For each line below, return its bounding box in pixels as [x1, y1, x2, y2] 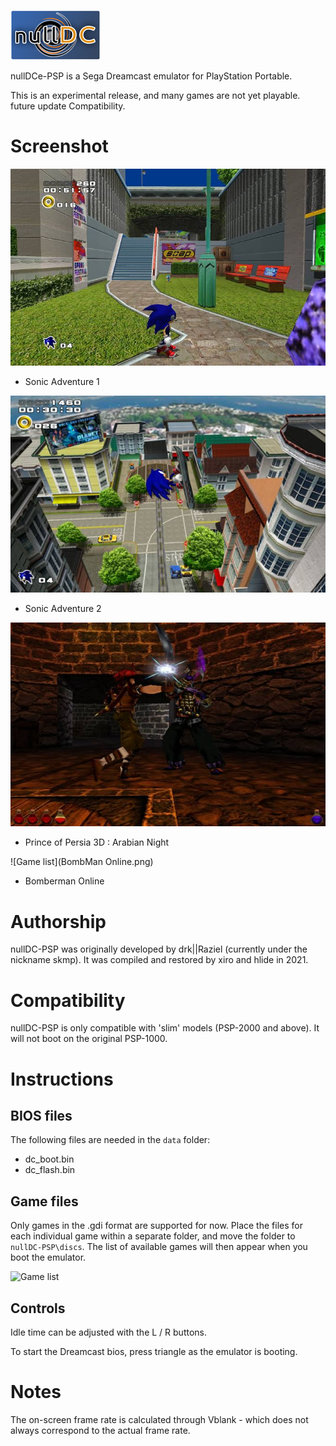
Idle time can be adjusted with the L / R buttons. [10, 1326, 207, 1338]
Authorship [10, 910, 107, 933]
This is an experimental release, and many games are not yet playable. [10, 90, 301, 101]
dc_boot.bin [24, 1153, 75, 1165]
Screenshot [10, 135, 109, 158]
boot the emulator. [10, 1251, 87, 1264]
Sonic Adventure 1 [24, 375, 100, 387]
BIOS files [10, 1107, 73, 1124]
